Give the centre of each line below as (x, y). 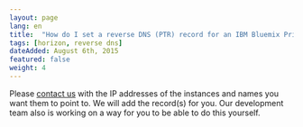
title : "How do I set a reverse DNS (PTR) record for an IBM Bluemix (145, 34)
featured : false (40, 59)
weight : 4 (28, 68)
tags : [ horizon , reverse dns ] (66, 43)
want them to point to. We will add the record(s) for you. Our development (147, 103)
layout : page (34, 18)
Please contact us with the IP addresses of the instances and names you (144, 93)
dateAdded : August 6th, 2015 (64, 51)
